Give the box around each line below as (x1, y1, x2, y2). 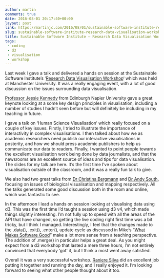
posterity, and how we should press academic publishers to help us (5, 141, 141, 147)
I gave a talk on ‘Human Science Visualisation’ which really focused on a (5, 120, 150, 126)
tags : (5, 39, 16, 44)
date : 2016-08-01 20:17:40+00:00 (5, 16, 73, 21)
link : (5, 25, 16, 30)
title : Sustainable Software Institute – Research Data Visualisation (5, 35, 152, 39)
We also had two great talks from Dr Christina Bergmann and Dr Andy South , (5, 176, 159, 182)
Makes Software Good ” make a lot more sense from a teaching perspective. (5, 232, 158, 238)
